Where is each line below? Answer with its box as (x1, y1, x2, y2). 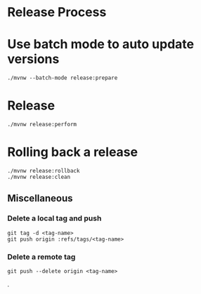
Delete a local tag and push (7, 213, 102, 223)
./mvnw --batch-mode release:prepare (7, 74, 118, 81)
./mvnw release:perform (7, 121, 77, 128)
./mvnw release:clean (7, 173, 71, 180)
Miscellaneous (7, 192, 73, 204)
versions (7, 51, 60, 67)
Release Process (7, 4, 107, 20)
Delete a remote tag (7, 252, 76, 262)
